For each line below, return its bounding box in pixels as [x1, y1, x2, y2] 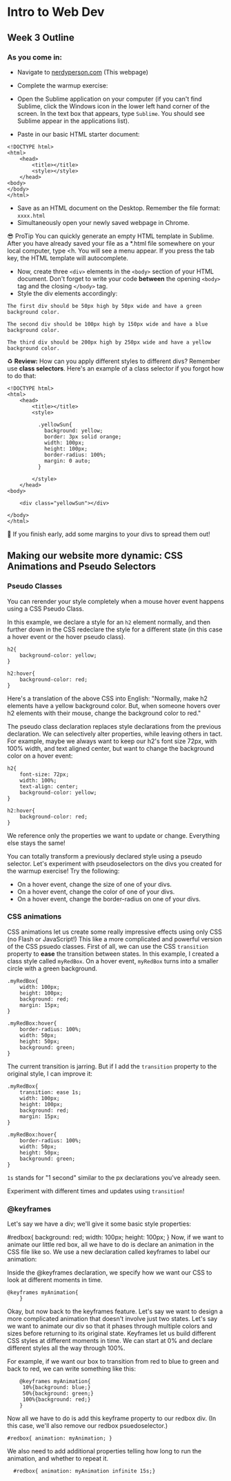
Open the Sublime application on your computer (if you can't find [17, 95, 202, 103]
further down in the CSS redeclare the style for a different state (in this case [7, 625, 223, 634]
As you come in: [7, 52, 63, 62]
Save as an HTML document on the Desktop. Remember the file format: [17, 204, 221, 212]
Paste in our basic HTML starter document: [17, 130, 140, 138]
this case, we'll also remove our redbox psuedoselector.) [7, 1422, 168, 1430]
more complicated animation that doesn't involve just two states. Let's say [7, 1315, 218, 1323]
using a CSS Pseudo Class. [7, 605, 84, 613]
